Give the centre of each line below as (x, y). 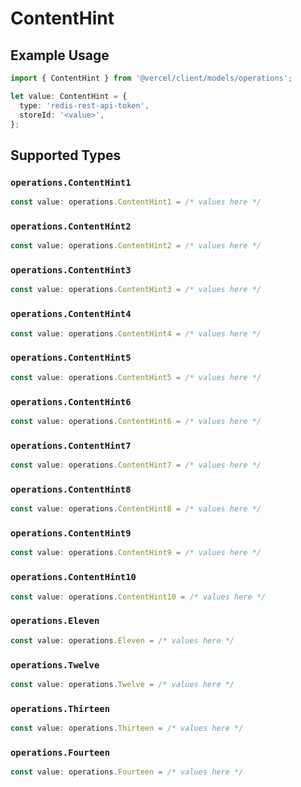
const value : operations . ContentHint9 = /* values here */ (136, 553)
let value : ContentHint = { (69, 96)
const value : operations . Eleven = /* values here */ (122, 640)
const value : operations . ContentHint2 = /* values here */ (136, 246)
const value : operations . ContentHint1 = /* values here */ (136, 202)
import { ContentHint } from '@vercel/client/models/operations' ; (151, 78)
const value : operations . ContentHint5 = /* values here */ (136, 377)
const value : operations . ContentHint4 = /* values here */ (136, 333)
